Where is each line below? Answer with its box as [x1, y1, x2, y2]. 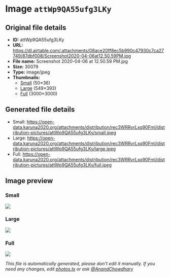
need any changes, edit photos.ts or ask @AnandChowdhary [5, 266, 133, 272]
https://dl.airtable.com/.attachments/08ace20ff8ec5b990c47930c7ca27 [12, 48, 164, 53]
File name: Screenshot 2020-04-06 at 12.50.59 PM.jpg [12, 58, 128, 64]
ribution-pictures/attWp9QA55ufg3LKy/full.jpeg [12, 162, 112, 168]
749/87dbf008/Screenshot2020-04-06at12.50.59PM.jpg [12, 53, 131, 59]
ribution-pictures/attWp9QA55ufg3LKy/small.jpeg [12, 129, 117, 135]
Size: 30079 [12, 64, 39, 70]
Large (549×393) [20, 85, 57, 91]
